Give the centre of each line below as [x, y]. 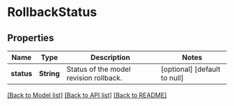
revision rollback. [94, 78]
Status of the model [99, 69]
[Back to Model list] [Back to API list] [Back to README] [87, 95]
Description [110, 58]
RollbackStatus [52, 12]
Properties [31, 38]
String [49, 74]
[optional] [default [191, 69]
